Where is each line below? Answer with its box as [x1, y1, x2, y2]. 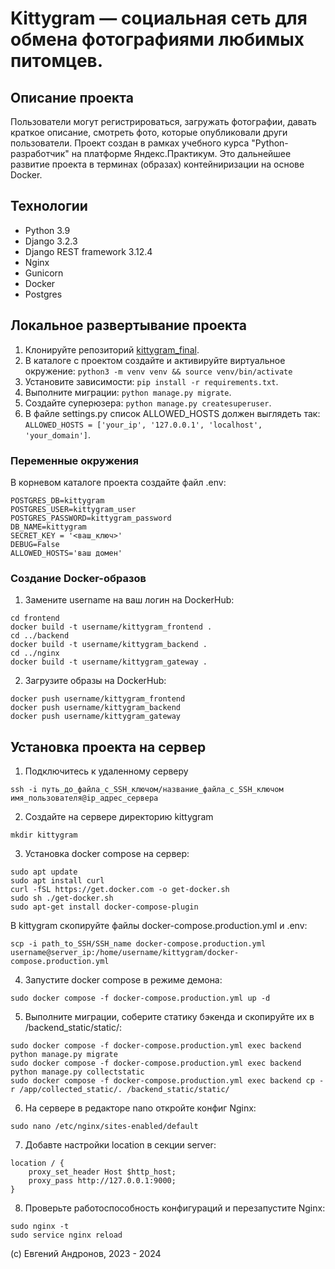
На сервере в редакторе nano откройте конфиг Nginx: [24, 1102, 257, 1114]
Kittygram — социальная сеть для [10, 7, 308, 30]
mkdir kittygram [10, 830, 78, 841]
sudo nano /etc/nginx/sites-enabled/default [10, 1122, 199, 1132]
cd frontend [10, 613, 60, 624]
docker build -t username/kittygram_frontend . [10, 622, 213, 632]
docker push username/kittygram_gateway [10, 712, 182, 722]
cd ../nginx [10, 648, 60, 659]
